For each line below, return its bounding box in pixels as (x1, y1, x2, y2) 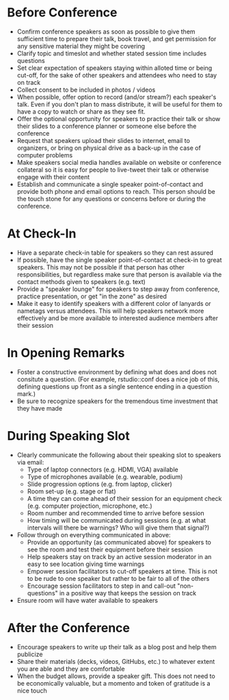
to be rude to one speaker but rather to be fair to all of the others (27, 574, 210, 582)
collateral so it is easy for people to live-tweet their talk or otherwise (16, 166, 209, 174)
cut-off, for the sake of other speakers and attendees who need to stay (16, 70, 217, 79)
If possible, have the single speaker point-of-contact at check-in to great (16, 255, 222, 264)
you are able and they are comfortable (16, 664, 125, 673)
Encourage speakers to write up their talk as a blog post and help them (16, 643, 217, 651)
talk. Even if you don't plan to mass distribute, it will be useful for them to (16, 100, 223, 108)
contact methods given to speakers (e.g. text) (16, 277, 146, 285)
